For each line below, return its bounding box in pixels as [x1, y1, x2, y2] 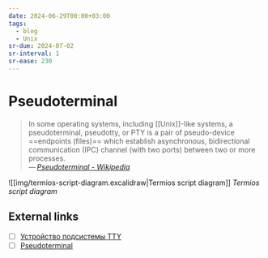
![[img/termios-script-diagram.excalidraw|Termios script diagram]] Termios [8, 178, 260, 187]
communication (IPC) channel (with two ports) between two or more [28, 144, 256, 154]
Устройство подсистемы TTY [19, 231, 122, 241]
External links [8, 210, 79, 224]
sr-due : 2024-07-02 [8, 42, 74, 50]
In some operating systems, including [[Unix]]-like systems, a [28, 118, 233, 128]
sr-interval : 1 [8, 49, 60, 58]
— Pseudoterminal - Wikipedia [28, 161, 130, 171]
